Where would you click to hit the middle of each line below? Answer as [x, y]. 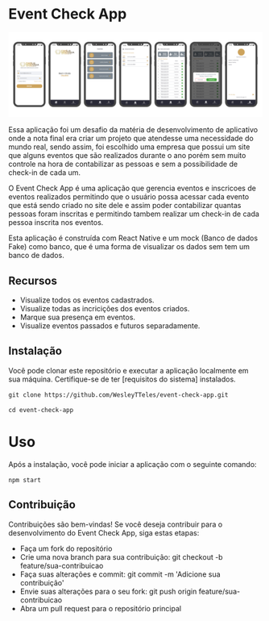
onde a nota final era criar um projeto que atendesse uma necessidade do [131, 139]
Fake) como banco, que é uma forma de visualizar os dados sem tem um [129, 247]
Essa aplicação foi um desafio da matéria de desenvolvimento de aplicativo [133, 130]
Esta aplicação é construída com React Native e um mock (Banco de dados [133, 238]
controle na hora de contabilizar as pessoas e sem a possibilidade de [123, 164]
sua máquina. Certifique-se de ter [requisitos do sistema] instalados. [122, 379]
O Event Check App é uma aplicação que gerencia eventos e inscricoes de [132, 188]
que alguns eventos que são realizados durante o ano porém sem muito [127, 156]
